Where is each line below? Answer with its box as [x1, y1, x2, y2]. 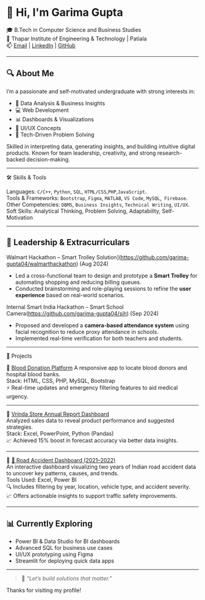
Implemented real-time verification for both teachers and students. [15, 335, 183, 342]
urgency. [6, 393, 29, 400]
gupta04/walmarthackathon [6, 260, 76, 267]
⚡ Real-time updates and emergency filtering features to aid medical [6, 383, 178, 391]
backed [6, 155, 26, 163]
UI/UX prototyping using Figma [15, 550, 93, 558]
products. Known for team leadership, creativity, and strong [6, 149, 156, 157]
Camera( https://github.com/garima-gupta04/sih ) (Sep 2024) [6, 309, 159, 317]
